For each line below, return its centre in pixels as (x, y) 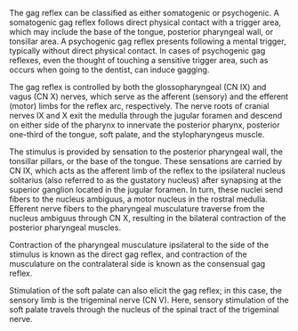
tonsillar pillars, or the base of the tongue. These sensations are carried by (146, 161)
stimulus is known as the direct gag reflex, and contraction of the (128, 254)
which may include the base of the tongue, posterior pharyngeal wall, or (141, 32)
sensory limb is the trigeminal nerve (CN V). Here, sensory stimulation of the (149, 300)
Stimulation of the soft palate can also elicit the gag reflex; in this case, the (146, 290)
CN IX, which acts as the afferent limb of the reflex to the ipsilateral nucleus (148, 170)
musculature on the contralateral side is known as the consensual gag (137, 264)
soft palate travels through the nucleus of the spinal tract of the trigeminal (144, 310)
